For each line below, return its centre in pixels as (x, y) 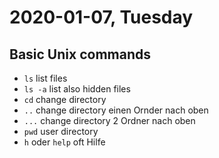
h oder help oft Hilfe (64, 142)
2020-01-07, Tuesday (101, 17)
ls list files (45, 78)
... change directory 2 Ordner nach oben (109, 120)
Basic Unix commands (80, 54)
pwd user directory (61, 131)
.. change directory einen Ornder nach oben (116, 110)
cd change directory (65, 99)
